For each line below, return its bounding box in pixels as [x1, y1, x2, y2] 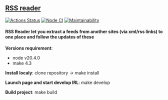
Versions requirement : [5, 45, 53, 51]
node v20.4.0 [12, 55, 40, 61]
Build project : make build [5, 89, 57, 95]
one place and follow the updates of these [5, 34, 94, 40]
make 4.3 [12, 60, 32, 66]
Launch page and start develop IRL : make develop [5, 79, 110, 85]
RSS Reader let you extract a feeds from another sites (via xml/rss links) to [5, 28, 163, 34]
